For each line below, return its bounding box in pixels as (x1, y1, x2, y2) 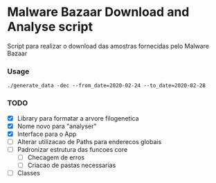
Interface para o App (17, 130, 77, 138)
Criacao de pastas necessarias (27, 161, 116, 169)
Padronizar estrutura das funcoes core (17, 145, 128, 153)
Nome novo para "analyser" (17, 122, 97, 130)
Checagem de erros (27, 153, 85, 162)
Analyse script (7, 19, 93, 35)
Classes (17, 168, 40, 177)
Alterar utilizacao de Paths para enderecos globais (17, 137, 162, 146)
